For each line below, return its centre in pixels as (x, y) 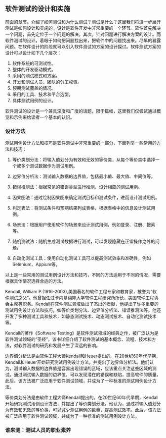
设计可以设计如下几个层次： (33, 53)
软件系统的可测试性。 (34, 63)
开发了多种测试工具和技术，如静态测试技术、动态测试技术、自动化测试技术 (81, 317)
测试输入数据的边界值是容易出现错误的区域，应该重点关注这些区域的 (83, 369)
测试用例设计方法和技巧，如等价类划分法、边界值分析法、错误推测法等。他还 (83, 310)
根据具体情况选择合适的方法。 (35, 281)
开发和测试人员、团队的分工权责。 (47, 82)
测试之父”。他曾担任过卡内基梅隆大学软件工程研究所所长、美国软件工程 (82, 298)
